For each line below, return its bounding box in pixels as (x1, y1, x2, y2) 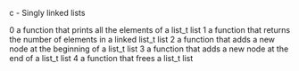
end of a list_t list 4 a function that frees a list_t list (9, 53, 194, 63)
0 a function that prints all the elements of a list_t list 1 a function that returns (9, 25, 291, 35)
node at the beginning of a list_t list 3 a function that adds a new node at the (9, 43, 289, 54)
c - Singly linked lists (9, 8, 86, 18)
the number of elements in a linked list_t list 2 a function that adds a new (9, 35, 275, 44)
